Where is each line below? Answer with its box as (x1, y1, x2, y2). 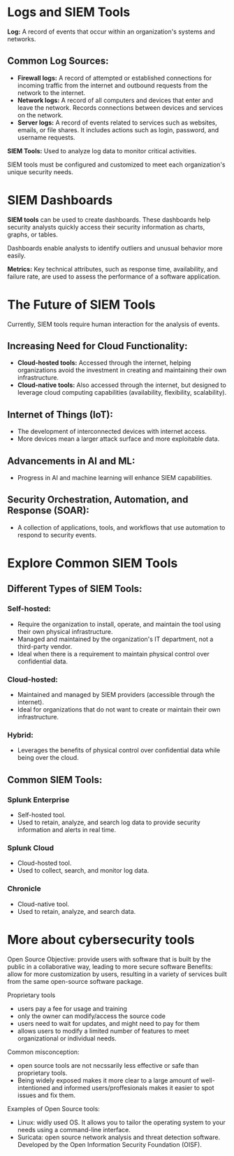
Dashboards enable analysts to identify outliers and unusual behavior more (7, 244, 224, 252)
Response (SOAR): (7, 505, 89, 516)
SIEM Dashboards (7, 192, 113, 208)
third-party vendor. (17, 642, 73, 651)
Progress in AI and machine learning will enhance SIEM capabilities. (17, 474, 213, 482)
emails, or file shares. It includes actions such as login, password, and (17, 125, 219, 134)
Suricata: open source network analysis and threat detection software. (17, 1133, 221, 1141)
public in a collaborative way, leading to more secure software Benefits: (7, 962, 213, 971)
